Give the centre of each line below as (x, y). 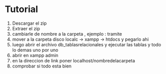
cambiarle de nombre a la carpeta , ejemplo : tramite (67, 34)
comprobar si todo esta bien (42, 66)
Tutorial (22, 9)
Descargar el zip (29, 23)
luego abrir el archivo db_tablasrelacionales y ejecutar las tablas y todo (87, 44)
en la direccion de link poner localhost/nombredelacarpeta (74, 60)
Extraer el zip (26, 28)
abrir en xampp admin (35, 55)
